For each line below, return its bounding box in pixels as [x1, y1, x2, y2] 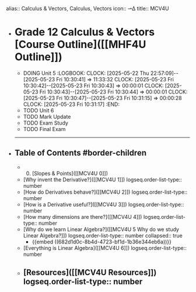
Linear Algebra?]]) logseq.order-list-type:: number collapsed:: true [23, 232, 183, 239]
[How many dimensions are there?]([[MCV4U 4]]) [23, 213, 142, 220]
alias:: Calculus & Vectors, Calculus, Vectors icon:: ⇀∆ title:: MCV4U [6, 5, 169, 12]
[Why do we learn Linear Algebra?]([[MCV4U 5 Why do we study [23, 225, 180, 233]
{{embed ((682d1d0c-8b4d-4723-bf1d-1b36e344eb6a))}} [32, 238, 172, 245]
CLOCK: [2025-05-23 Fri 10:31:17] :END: [23, 101, 120, 108]
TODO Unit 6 [23, 107, 54, 114]
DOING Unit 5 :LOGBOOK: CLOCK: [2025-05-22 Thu [23, 70, 150, 77]
